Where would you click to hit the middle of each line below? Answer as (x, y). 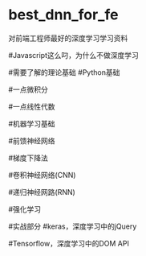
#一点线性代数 (32, 106)
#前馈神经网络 (32, 140)
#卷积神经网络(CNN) (42, 175)
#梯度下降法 (28, 158)
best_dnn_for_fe (63, 15)
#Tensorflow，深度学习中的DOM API (69, 243)
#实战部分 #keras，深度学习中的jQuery (73, 226)
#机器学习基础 (32, 123)
